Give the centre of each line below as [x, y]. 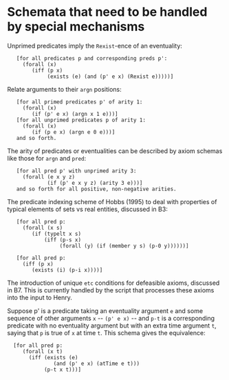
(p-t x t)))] [62, 370]
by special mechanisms [76, 27]
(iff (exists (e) [53, 357]
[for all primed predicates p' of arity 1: [79, 102]
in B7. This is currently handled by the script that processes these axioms [111, 290]
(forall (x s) [43, 228]
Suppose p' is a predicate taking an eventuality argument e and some [105, 310]
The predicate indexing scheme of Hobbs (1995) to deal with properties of [112, 201]
